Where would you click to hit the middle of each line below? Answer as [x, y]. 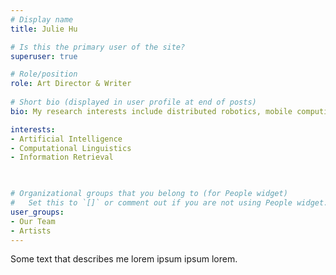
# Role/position [44, 74]
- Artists [31, 231]
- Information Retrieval [62, 157]
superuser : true [44, 56]
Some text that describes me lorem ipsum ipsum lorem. [124, 259]
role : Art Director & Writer [71, 84]
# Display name [42, 19]
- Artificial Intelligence [66, 139]
